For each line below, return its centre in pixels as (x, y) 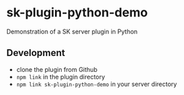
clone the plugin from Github (57, 69)
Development (36, 53)
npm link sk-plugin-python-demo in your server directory (96, 84)
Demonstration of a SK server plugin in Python (72, 31)
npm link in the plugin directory (61, 77)
